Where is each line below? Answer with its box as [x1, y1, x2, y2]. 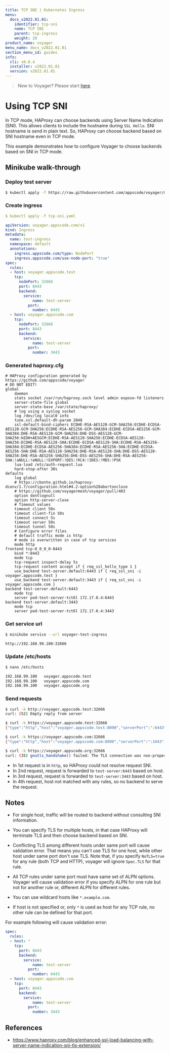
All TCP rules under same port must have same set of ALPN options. [12, 873, 155, 880]
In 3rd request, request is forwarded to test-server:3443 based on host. [12, 773, 163, 779]
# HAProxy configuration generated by [5, 373, 87, 378]
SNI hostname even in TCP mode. [5, 133, 75, 139]
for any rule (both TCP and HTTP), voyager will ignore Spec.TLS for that [12, 858, 161, 865]
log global [14, 475, 37, 481]
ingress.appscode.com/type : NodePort [14, 251, 94, 256]
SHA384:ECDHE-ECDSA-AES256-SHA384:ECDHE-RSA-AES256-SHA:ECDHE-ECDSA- [5, 444, 155, 449]
